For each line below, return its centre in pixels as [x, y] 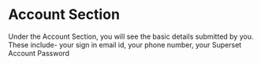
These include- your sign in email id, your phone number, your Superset [125, 44]
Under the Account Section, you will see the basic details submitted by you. [131, 36]
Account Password [39, 53]
